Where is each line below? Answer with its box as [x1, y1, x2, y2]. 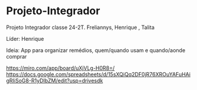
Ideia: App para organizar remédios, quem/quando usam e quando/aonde [6, 46, 186, 54]
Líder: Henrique [6, 35, 44, 42]
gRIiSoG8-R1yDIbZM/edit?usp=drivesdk [6, 77, 104, 84]
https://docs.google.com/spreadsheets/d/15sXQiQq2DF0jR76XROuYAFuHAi [6, 70, 191, 78]
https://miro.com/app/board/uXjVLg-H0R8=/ [6, 64, 115, 72]
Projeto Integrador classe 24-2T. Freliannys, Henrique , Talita [6, 24, 155, 31]
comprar [6, 53, 27, 60]
